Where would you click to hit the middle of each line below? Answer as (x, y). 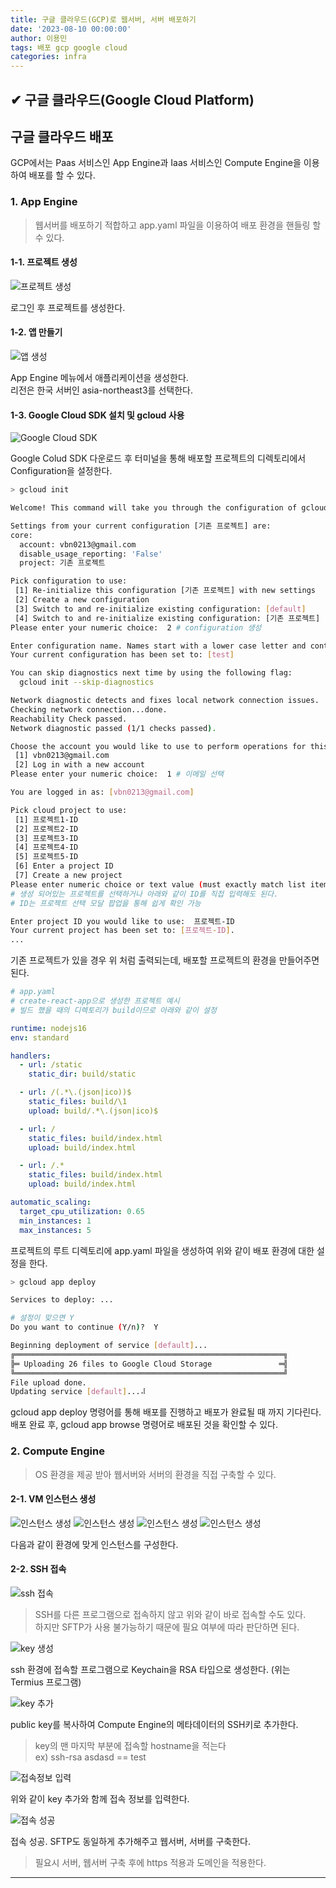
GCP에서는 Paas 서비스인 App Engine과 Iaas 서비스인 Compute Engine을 (156, 163)
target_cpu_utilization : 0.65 (82, 1211)
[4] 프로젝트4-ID (46, 847)
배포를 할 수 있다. (62, 175)
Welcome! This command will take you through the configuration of (154, 508)
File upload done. (48, 1382)
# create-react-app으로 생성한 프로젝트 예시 (95, 1001)
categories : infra (48, 57)
